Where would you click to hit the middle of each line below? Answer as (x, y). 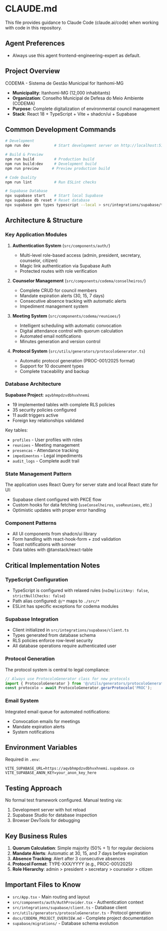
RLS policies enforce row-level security (52, 641)
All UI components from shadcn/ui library (54, 534)
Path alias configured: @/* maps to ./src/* (56, 601)
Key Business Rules (36, 836)
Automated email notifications (50, 336)
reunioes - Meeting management (46, 445)
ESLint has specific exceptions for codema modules (65, 606)
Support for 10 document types (52, 366)
